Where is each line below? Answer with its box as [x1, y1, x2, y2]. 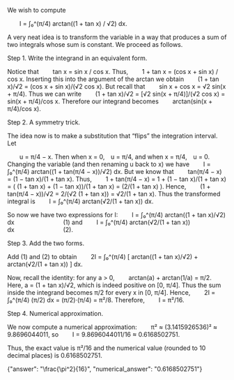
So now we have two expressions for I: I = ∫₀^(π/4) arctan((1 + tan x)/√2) [7, 211, 226, 219]
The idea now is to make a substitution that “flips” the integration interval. [7, 132, 218, 140]
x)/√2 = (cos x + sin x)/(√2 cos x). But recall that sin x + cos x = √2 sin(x [7, 82, 226, 90]
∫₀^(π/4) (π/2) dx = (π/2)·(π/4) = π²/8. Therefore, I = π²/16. [7, 296, 185, 304]
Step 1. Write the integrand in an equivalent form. [7, 54, 148, 62]
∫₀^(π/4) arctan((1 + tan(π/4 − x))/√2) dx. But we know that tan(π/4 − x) [7, 168, 222, 175]
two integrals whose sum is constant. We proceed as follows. [7, 41, 183, 48]
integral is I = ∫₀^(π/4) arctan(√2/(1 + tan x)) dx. [7, 197, 154, 205]
